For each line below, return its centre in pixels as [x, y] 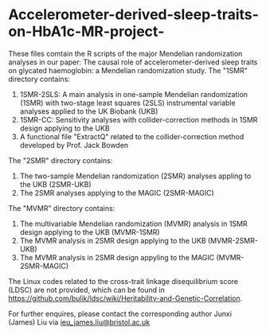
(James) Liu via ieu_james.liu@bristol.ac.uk [79, 322]
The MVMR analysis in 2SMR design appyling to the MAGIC [117, 257]
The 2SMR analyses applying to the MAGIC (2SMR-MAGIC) [117, 193]
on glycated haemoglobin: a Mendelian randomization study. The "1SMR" [128, 70]
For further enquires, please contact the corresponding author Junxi [120, 314]
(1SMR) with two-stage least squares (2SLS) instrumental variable [128, 103]
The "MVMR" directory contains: [62, 208]
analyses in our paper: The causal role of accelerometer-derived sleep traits [133, 62]
